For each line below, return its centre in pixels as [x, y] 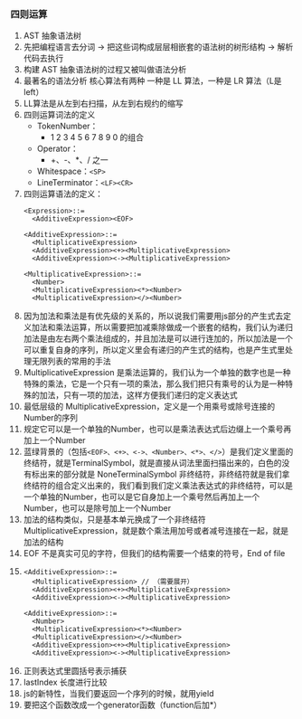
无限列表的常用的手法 [71, 361]
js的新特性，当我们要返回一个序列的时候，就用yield [118, 694]
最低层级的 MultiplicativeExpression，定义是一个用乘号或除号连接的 [149, 407]
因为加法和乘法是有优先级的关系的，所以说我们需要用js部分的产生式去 [153, 316]
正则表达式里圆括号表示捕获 [75, 671]
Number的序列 [50, 418]
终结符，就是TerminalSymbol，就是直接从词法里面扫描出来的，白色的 [153, 463]
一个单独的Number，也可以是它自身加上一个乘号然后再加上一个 [142, 497]
